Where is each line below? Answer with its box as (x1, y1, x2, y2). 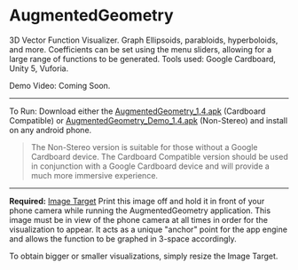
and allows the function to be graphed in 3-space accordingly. (9, 233, 237, 244)
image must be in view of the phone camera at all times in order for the (9, 214, 269, 225)
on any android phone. (9, 124, 92, 135)
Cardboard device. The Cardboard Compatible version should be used (30, 151, 288, 162)
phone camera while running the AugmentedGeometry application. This (9, 205, 271, 216)
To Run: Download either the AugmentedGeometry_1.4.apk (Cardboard (9, 106, 266, 116)
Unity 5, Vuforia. (9, 63, 69, 74)
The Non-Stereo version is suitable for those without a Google (30, 141, 258, 152)
